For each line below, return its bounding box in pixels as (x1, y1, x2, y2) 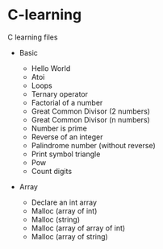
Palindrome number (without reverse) (31, 140, 157, 150)
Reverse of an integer (31, 131, 103, 142)
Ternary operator (31, 89, 88, 98)
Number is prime (31, 123, 88, 133)
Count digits (31, 166, 73, 176)
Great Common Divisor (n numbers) (31, 114, 150, 124)
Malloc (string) (31, 214, 81, 224)
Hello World (31, 63, 71, 73)
